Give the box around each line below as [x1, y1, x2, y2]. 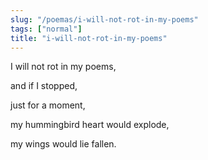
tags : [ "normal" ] [10, 24, 83, 34]
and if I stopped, [10, 80, 78, 92]
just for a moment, [10, 99, 86, 111]
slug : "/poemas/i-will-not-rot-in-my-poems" [10, 14, 199, 25]
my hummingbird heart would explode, [10, 119, 170, 131]
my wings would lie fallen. [10, 138, 117, 150]
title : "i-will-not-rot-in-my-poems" [10, 33, 168, 43]
